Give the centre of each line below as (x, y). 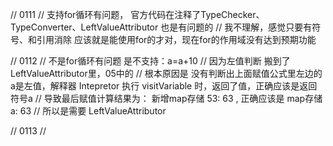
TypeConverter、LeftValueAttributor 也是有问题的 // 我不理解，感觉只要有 (161, 27)
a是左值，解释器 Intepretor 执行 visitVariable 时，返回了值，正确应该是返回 (164, 86)
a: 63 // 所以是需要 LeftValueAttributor (88, 111)
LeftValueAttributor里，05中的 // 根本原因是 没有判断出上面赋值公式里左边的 (166, 73)
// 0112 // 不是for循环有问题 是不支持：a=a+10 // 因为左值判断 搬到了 (150, 61)
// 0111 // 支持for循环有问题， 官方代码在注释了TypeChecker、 (137, 14)
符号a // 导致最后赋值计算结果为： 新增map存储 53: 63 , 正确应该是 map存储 (166, 98)
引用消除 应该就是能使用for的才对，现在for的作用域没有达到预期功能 (176, 39)
